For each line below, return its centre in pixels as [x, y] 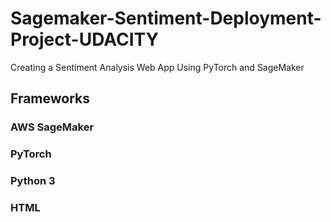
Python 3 [33, 181]
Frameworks [50, 98]
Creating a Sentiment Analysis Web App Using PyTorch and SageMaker [157, 67]
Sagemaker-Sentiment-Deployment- [166, 18]
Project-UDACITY [84, 39]
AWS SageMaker [52, 127]
